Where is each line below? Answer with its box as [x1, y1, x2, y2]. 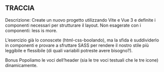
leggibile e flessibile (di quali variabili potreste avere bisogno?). [5, 47, 133, 53]
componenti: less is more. [5, 27, 58, 34]
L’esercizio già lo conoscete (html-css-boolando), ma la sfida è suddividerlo [5, 37, 159, 43]
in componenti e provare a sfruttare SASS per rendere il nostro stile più [5, 42, 149, 48]
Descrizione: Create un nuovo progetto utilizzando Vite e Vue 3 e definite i [5, 17, 156, 23]
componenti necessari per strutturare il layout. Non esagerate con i [5, 22, 141, 28]
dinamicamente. [5, 62, 38, 68]
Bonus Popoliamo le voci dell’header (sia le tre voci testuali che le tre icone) [5, 57, 159, 63]
